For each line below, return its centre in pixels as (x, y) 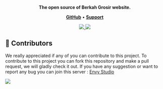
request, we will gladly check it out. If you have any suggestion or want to (82, 66)
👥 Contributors (29, 43)
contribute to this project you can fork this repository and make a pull (77, 61)
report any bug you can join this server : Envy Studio (60, 72)
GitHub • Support (85, 17)
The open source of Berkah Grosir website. (85, 7)
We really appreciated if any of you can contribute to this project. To (76, 56)
